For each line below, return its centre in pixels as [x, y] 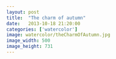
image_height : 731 [30, 47]
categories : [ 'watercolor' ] [42, 29]
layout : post [23, 12]
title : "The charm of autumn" [46, 18]
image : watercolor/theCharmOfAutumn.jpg [59, 35]
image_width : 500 [28, 41]
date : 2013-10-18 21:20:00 [43, 23]
